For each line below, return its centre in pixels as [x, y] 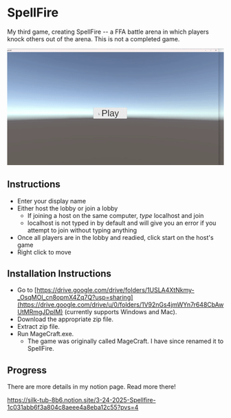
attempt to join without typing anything [82, 230]
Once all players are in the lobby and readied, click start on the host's [115, 237]
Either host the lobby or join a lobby [67, 208]
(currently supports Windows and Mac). [121, 312]
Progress [27, 370]
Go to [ [27, 290]
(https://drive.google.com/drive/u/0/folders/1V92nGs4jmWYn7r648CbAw [120, 305]
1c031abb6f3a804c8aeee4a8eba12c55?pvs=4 [73, 408]
